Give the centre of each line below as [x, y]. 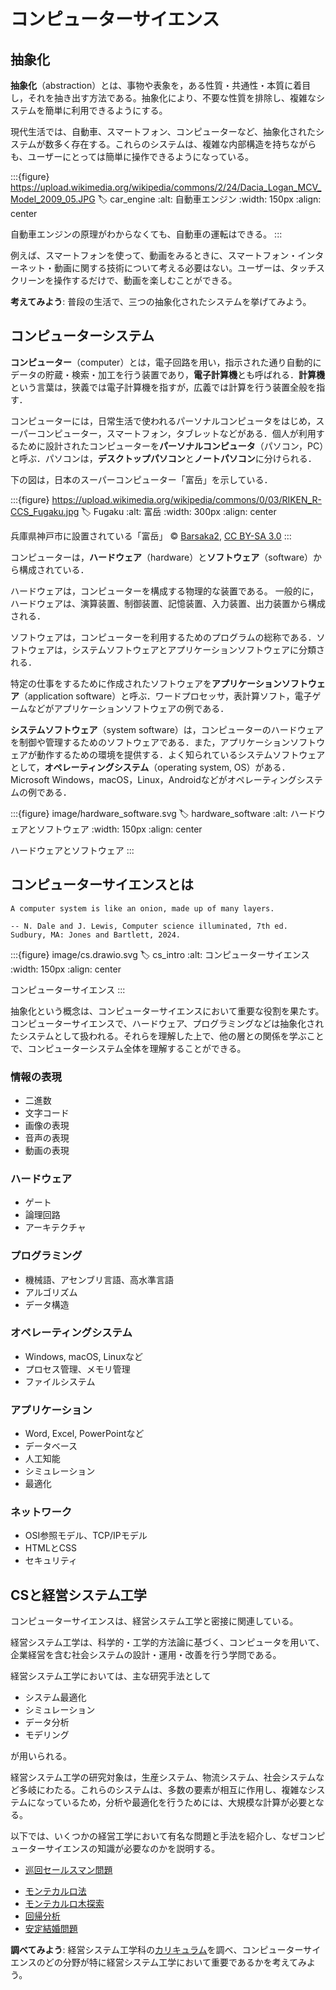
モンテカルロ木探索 [64, 1904]
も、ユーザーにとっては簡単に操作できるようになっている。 [132, 156]
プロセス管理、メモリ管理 [77, 1369]
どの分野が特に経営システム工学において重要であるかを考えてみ [176, 1962]
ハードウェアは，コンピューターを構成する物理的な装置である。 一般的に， [165, 591]
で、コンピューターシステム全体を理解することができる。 [128, 1048]
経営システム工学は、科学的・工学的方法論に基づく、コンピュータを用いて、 [167, 1642]
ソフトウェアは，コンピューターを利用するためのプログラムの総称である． [163, 637]
